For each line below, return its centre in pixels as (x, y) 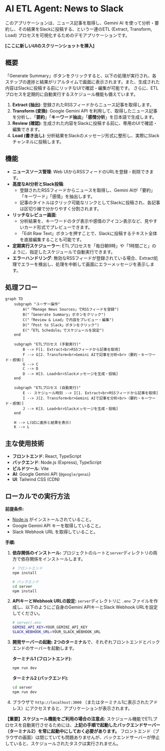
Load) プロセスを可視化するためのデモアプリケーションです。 (67, 35)
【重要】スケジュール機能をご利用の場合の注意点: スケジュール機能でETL (79, 718)
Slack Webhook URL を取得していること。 (55, 532)
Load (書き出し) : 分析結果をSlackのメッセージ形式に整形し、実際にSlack (86, 135)
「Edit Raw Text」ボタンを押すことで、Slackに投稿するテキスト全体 (88, 233)
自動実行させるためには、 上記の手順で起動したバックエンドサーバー (91, 725)
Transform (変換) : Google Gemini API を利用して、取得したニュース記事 (85, 111)
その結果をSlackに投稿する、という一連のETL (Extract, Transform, (85, 29)
